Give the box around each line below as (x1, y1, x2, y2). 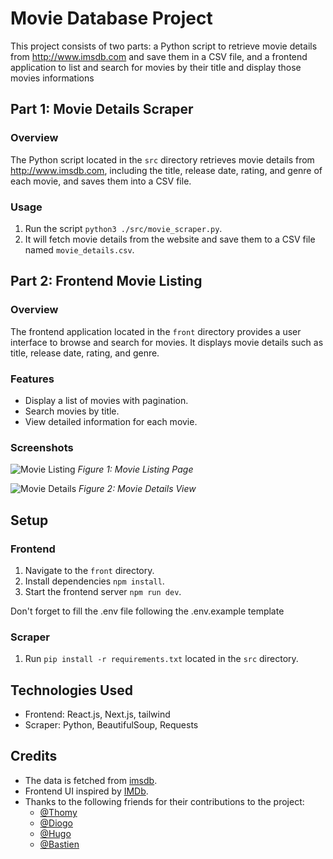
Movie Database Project (10, 7, 213, 30)
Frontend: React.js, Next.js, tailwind (24, 708, 171, 720)
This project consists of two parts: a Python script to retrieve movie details (10, 40, 318, 52)
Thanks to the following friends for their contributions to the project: (24, 795, 305, 807)
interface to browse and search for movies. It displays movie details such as (10, 336, 324, 348)
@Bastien (39, 838, 80, 850)
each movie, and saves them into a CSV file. (10, 175, 192, 187)
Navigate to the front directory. (24, 564, 155, 576)
